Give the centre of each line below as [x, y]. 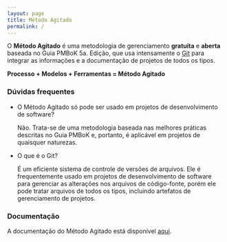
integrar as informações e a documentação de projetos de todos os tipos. [111, 61]
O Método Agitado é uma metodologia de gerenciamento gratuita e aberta [114, 46]
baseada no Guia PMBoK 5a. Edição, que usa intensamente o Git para [106, 53]
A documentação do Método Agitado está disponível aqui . [89, 231]
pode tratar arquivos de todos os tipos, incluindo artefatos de [104, 191]
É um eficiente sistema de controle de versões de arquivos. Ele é [109, 169]
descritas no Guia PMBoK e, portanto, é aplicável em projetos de [109, 134]
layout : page [26, 13]
